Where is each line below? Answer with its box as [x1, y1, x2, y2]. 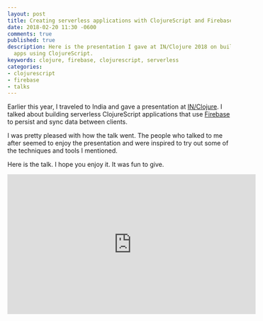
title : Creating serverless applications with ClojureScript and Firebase [7, 17, 233, 24]
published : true [7, 37, 55, 44]
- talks [7, 83, 30, 90]
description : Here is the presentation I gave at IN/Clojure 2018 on [7, 43, 218, 50]
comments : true [7, 30, 52, 38]
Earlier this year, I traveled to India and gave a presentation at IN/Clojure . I [7, 102, 223, 111]
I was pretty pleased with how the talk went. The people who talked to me [7, 131, 223, 140]
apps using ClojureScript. [13, 50, 94, 58]
